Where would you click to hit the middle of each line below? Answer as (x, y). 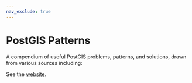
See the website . (26, 74)
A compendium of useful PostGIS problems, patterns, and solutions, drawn (96, 57)
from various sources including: (44, 63)
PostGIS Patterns (48, 40)
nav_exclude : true (28, 11)
